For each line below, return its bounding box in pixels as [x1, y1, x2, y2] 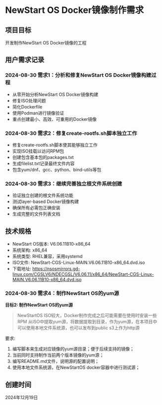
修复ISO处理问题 [12, 98, 46, 103]
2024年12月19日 [5, 395, 38, 401]
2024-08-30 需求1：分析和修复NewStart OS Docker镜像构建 [5, 72, 152, 79]
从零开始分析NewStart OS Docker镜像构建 [12, 91, 99, 97]
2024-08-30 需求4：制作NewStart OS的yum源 [5, 290, 119, 297]
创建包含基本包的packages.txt [12, 154, 74, 160]
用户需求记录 [5, 55, 45, 64]
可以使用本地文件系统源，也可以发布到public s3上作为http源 [17, 325, 140, 331]
